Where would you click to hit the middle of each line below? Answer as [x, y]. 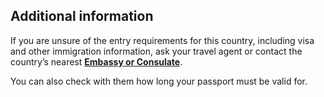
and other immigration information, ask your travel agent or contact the [156, 51]
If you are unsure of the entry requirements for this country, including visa [162, 40]
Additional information [82, 16]
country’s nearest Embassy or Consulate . [96, 61]
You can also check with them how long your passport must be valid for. [159, 81]
